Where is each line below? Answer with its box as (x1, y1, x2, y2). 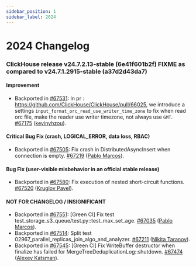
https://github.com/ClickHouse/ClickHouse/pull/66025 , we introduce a (14, 100, 185, 108)
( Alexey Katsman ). (14, 255, 59, 262)
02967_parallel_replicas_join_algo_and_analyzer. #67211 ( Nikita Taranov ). (14, 236, 190, 243)
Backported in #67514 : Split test (14, 230, 92, 237)
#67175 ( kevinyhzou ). (14, 119, 67, 126)
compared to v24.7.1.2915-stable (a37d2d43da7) (6, 67, 147, 75)
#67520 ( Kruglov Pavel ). (14, 185, 74, 192)
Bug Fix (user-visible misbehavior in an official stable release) (6, 165, 160, 172)
